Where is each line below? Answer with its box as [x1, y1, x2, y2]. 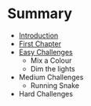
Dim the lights [30, 64, 75, 73]
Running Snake [30, 80, 80, 90]
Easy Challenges [18, 47, 73, 57]
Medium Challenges [18, 72, 84, 82]
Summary [7, 5, 72, 23]
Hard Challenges [18, 89, 74, 98]
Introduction [18, 31, 59, 40]
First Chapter [18, 38, 62, 48]
